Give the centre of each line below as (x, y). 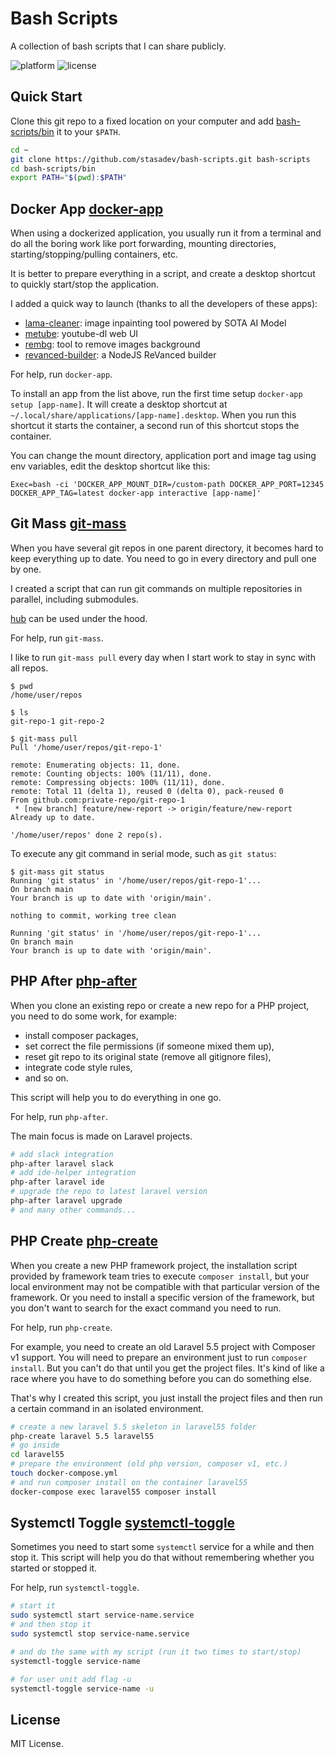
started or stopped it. (54, 1568)
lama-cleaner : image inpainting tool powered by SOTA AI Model (155, 323)
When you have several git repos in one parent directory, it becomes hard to (167, 548)
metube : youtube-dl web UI (81, 334)
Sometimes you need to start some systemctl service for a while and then (162, 1547)
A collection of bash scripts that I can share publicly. (118, 46)
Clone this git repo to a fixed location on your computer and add (142, 121)
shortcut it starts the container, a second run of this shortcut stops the (155, 426)
